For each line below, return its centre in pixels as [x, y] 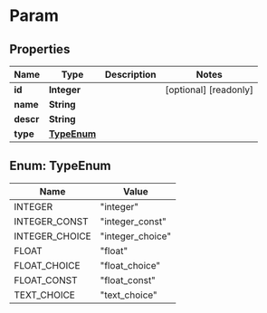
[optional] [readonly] [209, 90]
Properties [40, 49]
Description [130, 75]
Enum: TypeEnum [60, 166]
